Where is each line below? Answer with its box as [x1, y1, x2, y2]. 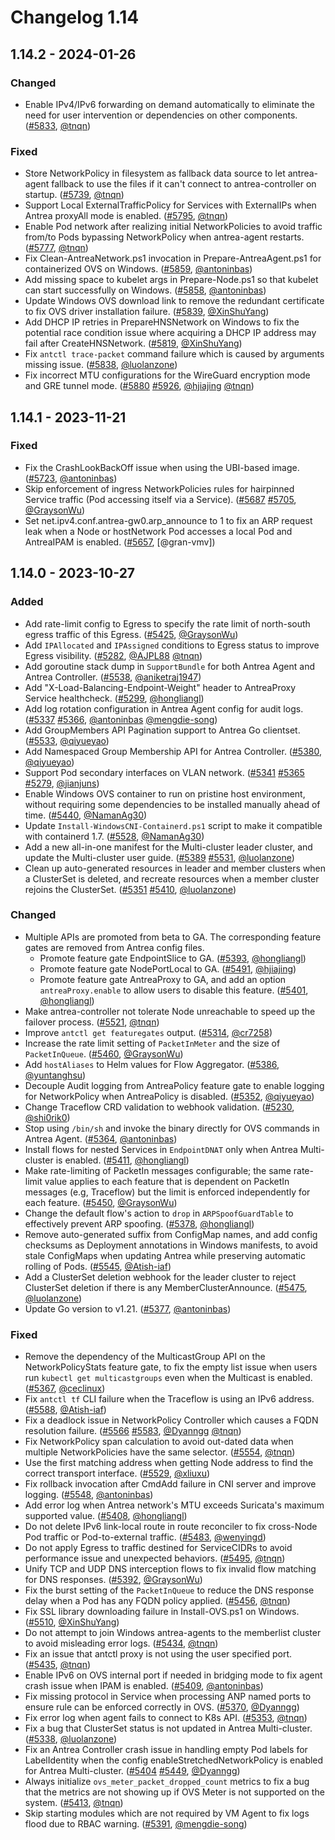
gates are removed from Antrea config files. [24, 941, 205, 953]
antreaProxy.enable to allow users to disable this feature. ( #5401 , [39, 984, 309, 996]
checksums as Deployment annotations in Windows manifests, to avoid [24, 1239, 318, 1251]
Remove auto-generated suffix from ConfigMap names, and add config [24, 1228, 318, 1240]
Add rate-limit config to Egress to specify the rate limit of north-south [24, 617, 311, 630]
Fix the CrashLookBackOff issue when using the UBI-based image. [24, 461, 300, 473]
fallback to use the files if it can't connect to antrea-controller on [51, 178, 317, 190]
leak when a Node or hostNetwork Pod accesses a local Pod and [24, 525, 293, 537]
